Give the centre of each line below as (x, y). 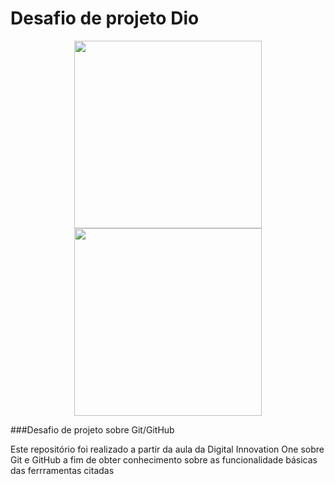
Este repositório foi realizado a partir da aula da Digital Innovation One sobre (167, 449)
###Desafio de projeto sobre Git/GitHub (92, 429)
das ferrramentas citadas (62, 470)
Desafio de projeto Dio (105, 18)
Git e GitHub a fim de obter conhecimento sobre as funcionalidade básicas (164, 459)
